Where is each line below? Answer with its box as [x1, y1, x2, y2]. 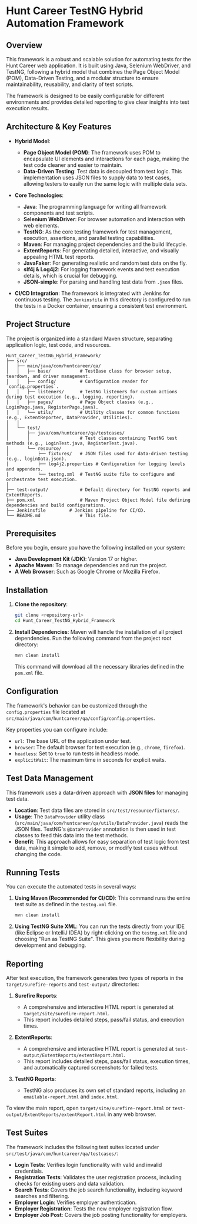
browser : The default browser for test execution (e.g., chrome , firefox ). [14, 743, 185, 751]
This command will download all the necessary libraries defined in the [14, 663, 184, 670]
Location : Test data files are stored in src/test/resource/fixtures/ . [14, 807, 180, 814]
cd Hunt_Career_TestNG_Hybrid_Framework [14, 618, 115, 624]
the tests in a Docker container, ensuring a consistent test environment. [14, 302, 188, 309]
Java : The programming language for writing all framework [23, 203, 167, 210]
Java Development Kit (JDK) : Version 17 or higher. [14, 555, 138, 562]
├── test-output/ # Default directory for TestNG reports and [6, 486, 191, 493]
